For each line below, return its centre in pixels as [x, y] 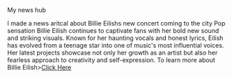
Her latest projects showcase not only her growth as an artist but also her [113, 52]
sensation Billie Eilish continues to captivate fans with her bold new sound [113, 31]
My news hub [27, 10]
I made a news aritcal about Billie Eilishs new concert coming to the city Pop [116, 23]
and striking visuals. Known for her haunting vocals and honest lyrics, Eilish [115, 38]
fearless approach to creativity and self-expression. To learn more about [111, 60]
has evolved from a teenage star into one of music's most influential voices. [116, 45]
